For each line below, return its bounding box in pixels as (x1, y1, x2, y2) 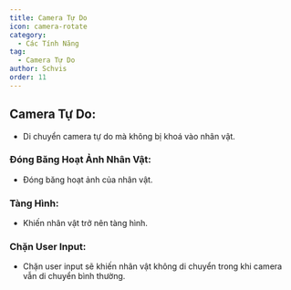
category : (9, 30, 47, 39)
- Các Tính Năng (17, 38, 79, 48)
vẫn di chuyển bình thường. (22, 271, 126, 282)
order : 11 (9, 73, 47, 82)
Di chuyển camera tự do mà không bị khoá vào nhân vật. (22, 130, 235, 141)
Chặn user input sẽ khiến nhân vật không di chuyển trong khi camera (22, 261, 283, 272)
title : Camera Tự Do (9, 13, 88, 23)
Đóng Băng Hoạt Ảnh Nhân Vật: (9, 153, 152, 166)
